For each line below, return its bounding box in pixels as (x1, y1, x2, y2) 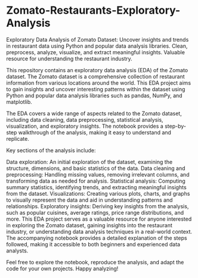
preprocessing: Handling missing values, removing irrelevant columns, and (6, 171, 190, 178)
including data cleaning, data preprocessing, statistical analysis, (6, 116, 163, 123)
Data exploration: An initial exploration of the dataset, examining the (6, 158, 173, 165)
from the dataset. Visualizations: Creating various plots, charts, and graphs (6, 190, 190, 197)
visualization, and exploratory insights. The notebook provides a (6, 122, 164, 129)
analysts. (6, 247, 29, 254)
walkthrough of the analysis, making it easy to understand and (18, 129, 172, 136)
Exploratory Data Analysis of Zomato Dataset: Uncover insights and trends (6, 36, 189, 43)
